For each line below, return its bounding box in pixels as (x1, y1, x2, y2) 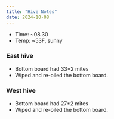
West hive (6, 86, 36, 95)
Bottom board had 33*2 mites (14, 65, 89, 72)
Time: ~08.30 (14, 30, 49, 37)
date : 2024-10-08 (6, 14, 50, 20)
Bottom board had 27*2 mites (14, 100, 88, 107)
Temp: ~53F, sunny (14, 37, 63, 44)
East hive (6, 52, 34, 60)
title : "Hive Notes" (6, 8, 58, 15)
